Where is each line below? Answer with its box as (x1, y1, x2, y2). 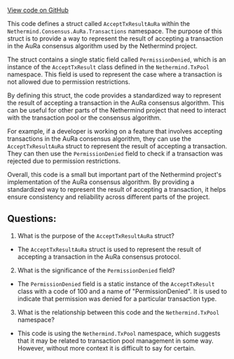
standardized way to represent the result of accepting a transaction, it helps (7, 185, 226, 193)
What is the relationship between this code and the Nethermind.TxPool (17, 308, 219, 316)
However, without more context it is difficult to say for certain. (17, 344, 196, 352)
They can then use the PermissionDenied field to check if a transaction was (7, 150, 223, 157)
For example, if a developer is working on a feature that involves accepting (7, 127, 223, 135)
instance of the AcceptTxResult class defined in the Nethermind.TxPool (7, 63, 210, 71)
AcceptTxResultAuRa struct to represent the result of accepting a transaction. (7, 142, 228, 150)
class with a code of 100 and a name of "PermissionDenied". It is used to (17, 287, 228, 295)
